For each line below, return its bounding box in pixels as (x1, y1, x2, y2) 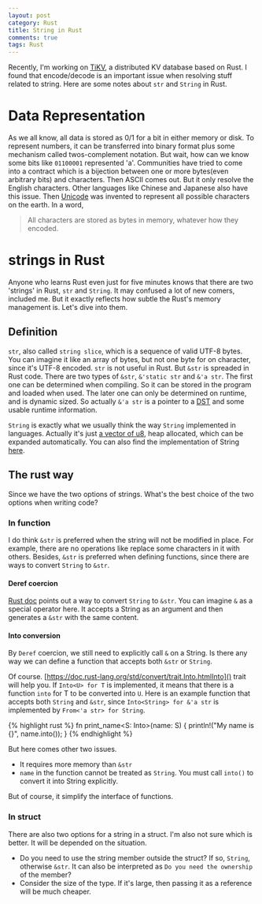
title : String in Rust (8, 26, 83, 34)
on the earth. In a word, (8, 200, 84, 210)
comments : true (8, 33, 58, 42)
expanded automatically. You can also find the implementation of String (8, 437, 240, 446)
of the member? (19, 869, 72, 880)
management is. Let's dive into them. (8, 303, 128, 312)
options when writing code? (8, 498, 98, 507)
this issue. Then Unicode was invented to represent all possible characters (8, 192, 250, 201)
